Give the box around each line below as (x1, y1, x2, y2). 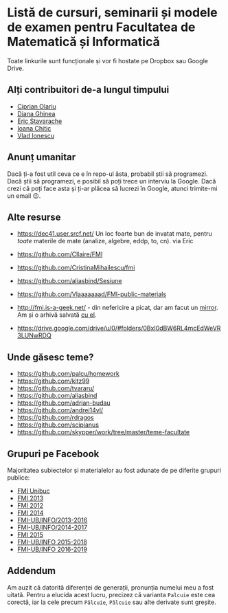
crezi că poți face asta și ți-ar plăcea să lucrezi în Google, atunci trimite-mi (7, 184, 218, 192)
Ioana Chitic (16, 124, 52, 132)
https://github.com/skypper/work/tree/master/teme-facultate (16, 428, 190, 436)
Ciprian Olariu (16, 102, 56, 111)
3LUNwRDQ (16, 331, 52, 339)
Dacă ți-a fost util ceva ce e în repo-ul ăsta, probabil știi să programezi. (7, 170, 208, 178)
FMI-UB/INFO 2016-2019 (16, 545, 88, 553)
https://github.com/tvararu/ (16, 384, 95, 392)
